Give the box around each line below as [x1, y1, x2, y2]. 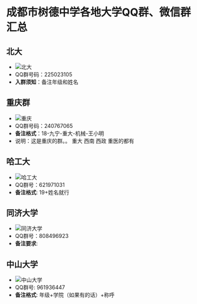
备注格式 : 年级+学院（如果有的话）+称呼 [14, 291, 115, 299]
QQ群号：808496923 [14, 233, 69, 240]
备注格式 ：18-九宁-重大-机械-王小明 [14, 130, 104, 137]
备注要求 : [14, 240, 38, 247]
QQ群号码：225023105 [14, 71, 73, 78]
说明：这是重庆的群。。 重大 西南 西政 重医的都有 [14, 137, 135, 144]
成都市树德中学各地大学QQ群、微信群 [6, 5, 191, 19]
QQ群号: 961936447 [14, 284, 65, 291]
